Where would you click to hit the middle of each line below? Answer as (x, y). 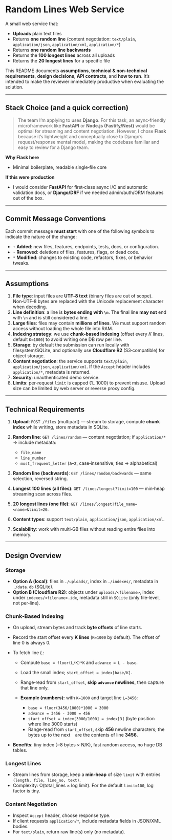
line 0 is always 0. (31, 643)
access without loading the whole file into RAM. (63, 329)
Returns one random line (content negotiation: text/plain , (74, 39)
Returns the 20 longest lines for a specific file (61, 60)
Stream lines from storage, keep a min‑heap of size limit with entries (87, 774)
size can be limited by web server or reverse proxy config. (74, 389)
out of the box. (28, 198)
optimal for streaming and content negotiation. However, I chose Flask (92, 131)
